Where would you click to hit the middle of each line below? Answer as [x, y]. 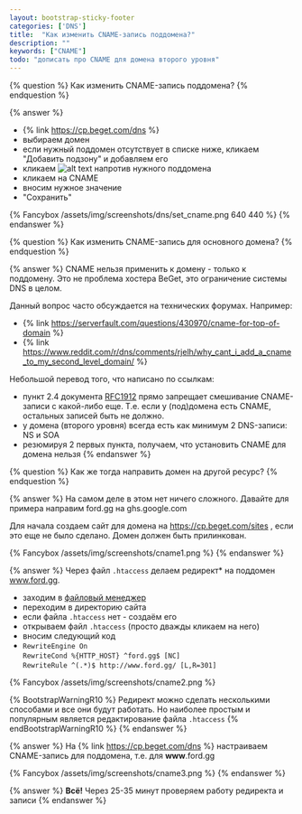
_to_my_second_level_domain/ [78, 361]
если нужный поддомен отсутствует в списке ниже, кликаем [141, 149]
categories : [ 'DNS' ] [48, 26]
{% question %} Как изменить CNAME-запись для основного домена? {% [151, 242]
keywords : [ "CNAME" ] [48, 51]
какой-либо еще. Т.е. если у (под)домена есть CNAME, [165, 406]
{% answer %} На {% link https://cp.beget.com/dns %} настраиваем [139, 746]
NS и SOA [41, 435]
